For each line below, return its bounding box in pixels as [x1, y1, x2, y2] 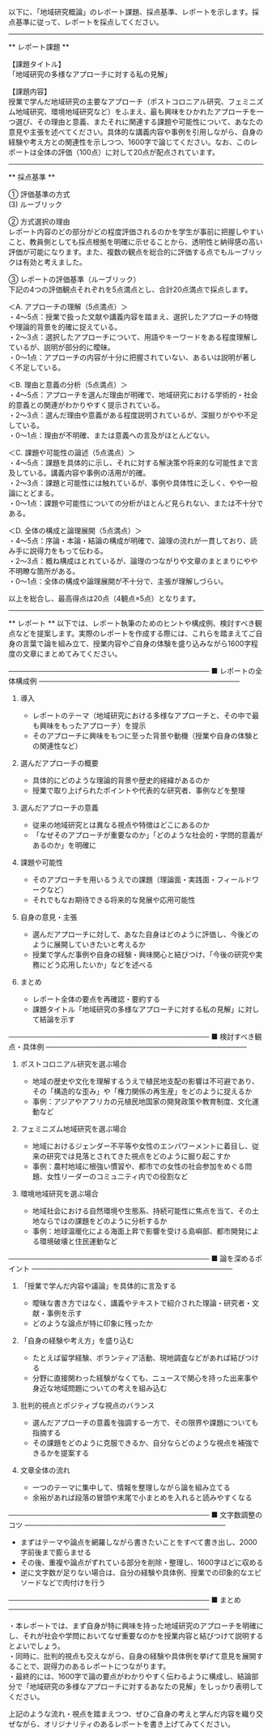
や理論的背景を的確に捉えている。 [8, 323, 122, 331]
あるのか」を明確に [32, 840, 97, 849]
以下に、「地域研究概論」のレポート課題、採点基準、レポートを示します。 [8, 7, 253, 16]
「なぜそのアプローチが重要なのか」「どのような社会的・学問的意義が [32, 830, 263, 840]
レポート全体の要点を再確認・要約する [32, 994, 160, 1003]
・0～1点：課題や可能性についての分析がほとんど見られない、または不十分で [8, 498, 264, 508]
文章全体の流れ [19, 1465, 70, 1475]
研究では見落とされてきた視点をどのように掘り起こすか [46, 1152, 231, 1161]
